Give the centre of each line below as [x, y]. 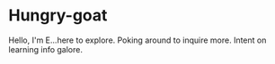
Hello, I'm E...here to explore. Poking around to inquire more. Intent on [137, 40]
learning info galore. [45, 49]
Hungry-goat [58, 16]
